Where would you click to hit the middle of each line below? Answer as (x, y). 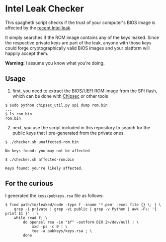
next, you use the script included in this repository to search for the (81, 127)
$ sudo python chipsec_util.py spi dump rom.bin (56, 105)
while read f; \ (31, 218)
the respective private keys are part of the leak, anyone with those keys (78, 42)
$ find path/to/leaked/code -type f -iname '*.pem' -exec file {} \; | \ (83, 205)
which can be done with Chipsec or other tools (60, 96)
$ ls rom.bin (19, 114)
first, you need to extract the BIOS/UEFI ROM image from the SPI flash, (85, 91)
